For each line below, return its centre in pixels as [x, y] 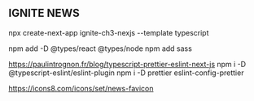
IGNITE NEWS [44, 13]
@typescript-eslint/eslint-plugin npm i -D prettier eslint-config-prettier [126, 73]
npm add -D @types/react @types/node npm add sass [101, 48]
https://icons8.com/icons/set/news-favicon [81, 88]
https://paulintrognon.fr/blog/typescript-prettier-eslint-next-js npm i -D [127, 64]
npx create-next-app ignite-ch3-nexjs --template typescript [109, 32]
